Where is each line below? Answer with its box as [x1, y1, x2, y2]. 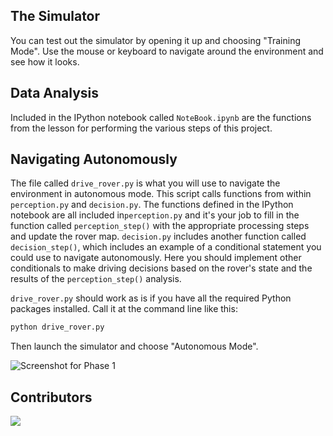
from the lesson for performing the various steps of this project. [10, 122, 273, 134]
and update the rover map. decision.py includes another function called [10, 230, 307, 243]
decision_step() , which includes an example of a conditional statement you [10, 241, 322, 253]
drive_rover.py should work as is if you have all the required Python [10, 292, 292, 304]
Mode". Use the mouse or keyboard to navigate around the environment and [10, 45, 324, 57]
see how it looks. [10, 55, 80, 68]
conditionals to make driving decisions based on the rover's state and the [10, 262, 313, 274]
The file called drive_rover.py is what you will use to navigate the [10, 177, 281, 189]
